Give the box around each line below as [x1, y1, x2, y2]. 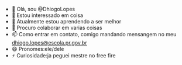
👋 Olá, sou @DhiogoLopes [11, 6, 75, 12]
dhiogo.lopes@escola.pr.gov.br [11, 39, 87, 46]
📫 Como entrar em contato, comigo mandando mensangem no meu [11, 31, 177, 37]
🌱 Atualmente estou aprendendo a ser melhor [11, 18, 122, 25]
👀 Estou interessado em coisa [11, 12, 84, 19]
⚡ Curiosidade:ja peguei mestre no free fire [11, 52, 116, 59]
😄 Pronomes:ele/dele [11, 46, 64, 52]
